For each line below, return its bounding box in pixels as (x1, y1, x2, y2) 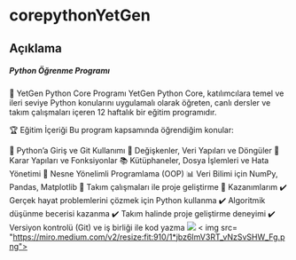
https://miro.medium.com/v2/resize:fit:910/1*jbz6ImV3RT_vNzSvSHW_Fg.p (12, 232, 285, 242)
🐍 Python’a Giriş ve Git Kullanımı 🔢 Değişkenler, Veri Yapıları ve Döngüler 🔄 (9, 145, 280, 155)
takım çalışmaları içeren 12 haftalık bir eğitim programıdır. (9, 106, 217, 117)
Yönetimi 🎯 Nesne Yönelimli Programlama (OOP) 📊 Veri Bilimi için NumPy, (9, 168, 278, 178)
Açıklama (9, 41, 62, 56)
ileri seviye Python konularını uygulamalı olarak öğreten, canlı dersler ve (9, 97, 271, 107)
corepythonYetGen (9, 5, 151, 26)
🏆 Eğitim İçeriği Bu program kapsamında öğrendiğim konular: (9, 124, 235, 135)
